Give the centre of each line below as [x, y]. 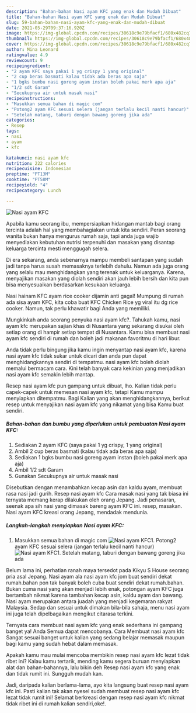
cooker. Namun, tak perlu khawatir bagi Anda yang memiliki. [78, 308]
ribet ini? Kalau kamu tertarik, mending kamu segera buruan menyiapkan [93, 661]
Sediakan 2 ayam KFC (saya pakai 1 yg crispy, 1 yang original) [88, 445]
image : [14, 33]
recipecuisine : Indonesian [39, 169]
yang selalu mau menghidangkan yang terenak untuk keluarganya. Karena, [96, 272]
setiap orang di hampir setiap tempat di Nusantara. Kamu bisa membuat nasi [98, 332]
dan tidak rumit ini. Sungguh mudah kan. [55, 673]
